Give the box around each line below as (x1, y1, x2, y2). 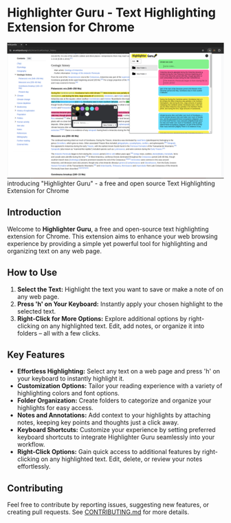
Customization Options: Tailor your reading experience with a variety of (16, 382, 223, 390)
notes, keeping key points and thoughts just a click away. (16, 418, 179, 427)
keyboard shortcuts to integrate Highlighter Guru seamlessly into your (16, 433, 215, 442)
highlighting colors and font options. (16, 389, 120, 398)
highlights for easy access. (16, 404, 94, 412)
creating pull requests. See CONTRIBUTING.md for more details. (7, 508, 190, 516)
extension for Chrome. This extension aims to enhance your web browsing (7, 232, 218, 240)
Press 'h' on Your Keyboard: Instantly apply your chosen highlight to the (16, 300, 223, 308)
